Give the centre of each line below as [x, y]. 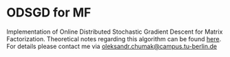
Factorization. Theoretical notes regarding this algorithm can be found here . [114, 38]
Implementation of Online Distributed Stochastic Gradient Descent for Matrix [115, 32]
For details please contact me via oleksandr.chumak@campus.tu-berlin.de [112, 46]
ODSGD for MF [49, 13]
